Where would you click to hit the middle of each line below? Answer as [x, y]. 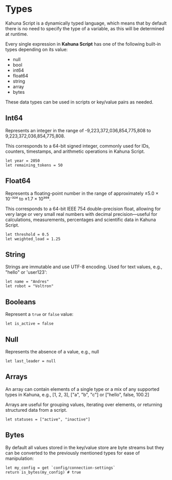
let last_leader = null [31, 361]
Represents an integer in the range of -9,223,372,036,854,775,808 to [78, 130]
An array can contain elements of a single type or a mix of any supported [82, 389]
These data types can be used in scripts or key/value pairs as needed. [79, 102]
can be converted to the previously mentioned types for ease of [72, 453]
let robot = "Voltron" [29, 286]
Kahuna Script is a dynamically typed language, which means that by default [86, 23]
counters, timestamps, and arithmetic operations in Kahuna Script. [75, 151]
